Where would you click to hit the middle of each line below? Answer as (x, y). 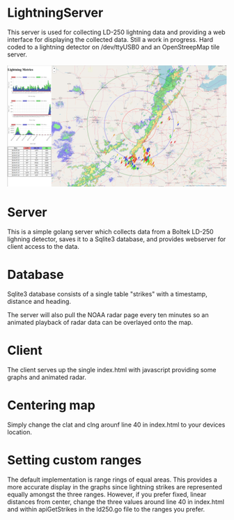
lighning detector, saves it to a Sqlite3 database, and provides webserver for (117, 239)
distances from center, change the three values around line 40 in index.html (116, 502)
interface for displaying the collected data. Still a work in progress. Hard (110, 39)
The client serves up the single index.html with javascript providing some (112, 369)
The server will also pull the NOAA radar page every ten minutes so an (108, 314)
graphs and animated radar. (47, 377)
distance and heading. (39, 301)
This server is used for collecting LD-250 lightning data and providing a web (116, 32)
